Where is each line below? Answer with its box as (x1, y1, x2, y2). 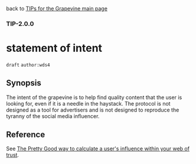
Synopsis (6, 78, 41, 88)
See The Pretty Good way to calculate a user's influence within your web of (6, 145, 190, 152)
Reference (6, 130, 45, 140)
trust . (6, 152, 19, 159)
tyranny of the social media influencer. (6, 112, 100, 120)
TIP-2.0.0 (6, 19, 34, 28)
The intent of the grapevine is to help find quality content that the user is (6, 94, 182, 101)
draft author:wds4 (6, 62, 50, 68)
